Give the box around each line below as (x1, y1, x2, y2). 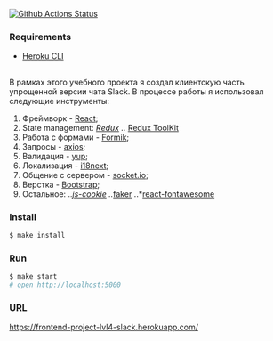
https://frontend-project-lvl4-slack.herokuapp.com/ (9, 321, 198, 333)
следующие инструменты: (9, 95, 109, 106)
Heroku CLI (21, 51, 64, 61)
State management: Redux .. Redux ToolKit (21, 122, 180, 133)
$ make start (9, 272, 58, 281)
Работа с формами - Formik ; (21, 132, 130, 142)
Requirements (9, 30, 72, 43)
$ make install (9, 231, 66, 240)
